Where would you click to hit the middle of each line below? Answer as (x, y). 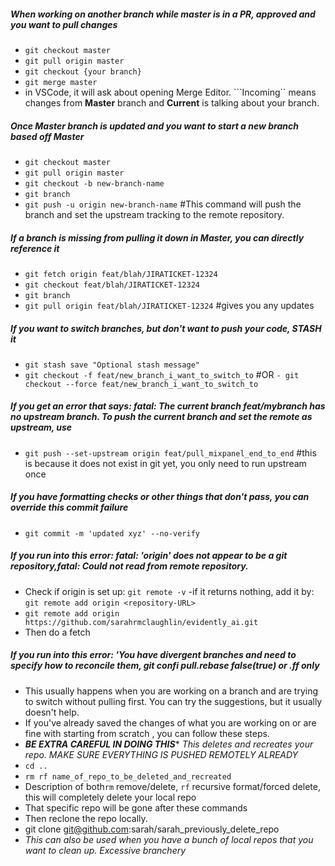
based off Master (47, 136)
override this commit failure (69, 507)
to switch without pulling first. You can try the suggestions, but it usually (173, 701)
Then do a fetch (57, 632)
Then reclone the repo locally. (86, 818)
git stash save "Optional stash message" (112, 365)
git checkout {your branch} (83, 71)
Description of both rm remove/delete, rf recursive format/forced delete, (172, 786)
